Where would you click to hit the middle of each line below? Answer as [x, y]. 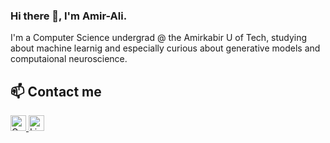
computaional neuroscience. [69, 59]
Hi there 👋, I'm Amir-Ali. [69, 16]
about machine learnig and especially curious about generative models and [165, 48]
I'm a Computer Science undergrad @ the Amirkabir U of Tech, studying [159, 38]
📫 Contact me [56, 91]
